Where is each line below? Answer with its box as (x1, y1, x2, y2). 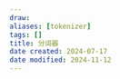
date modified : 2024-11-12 (9, 55, 112, 64)
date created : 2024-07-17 (9, 47, 107, 56)
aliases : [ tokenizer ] (9, 22, 92, 31)
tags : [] (9, 30, 43, 39)
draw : (9, 13, 30, 23)
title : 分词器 (9, 38, 59, 48)
